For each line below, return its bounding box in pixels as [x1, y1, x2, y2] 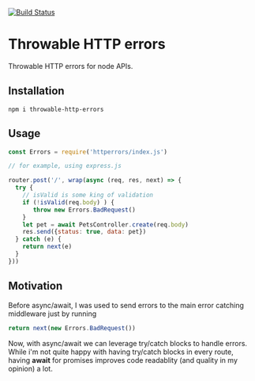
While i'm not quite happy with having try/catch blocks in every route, [8, 347, 234, 356]
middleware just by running [8, 309, 97, 318]
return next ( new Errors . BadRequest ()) [8, 324, 136, 332]
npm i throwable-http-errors [8, 105, 104, 113]
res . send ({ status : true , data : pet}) [22, 228, 147, 236]
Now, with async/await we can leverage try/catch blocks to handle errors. [8, 338, 247, 348]
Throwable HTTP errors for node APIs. [8, 61, 133, 70]
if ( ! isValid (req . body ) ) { [22, 198, 114, 206]
